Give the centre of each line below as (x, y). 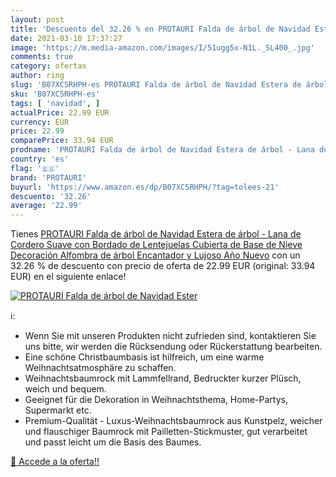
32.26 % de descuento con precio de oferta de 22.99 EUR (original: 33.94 (163, 266)
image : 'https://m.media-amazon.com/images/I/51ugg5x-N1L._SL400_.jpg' (162, 47)
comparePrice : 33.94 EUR (62, 141)
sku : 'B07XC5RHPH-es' (55, 94)
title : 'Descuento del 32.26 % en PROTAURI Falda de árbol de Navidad (160, 29)
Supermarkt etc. (58, 410)
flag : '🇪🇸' (35, 168)
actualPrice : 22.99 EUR (60, 112)
